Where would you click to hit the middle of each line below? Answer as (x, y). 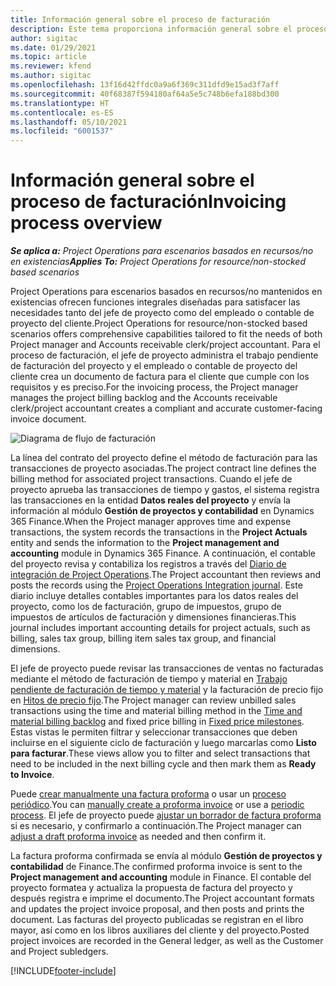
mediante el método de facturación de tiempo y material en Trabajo (149, 679)
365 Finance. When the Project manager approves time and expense (151, 522)
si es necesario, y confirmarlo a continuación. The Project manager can (156, 826)
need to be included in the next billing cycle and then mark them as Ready (163, 764)
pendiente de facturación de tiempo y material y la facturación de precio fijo (167, 690)
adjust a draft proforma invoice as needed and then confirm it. (138, 837)
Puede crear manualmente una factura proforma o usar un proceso (148, 794)
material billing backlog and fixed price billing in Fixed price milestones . (157, 722)
